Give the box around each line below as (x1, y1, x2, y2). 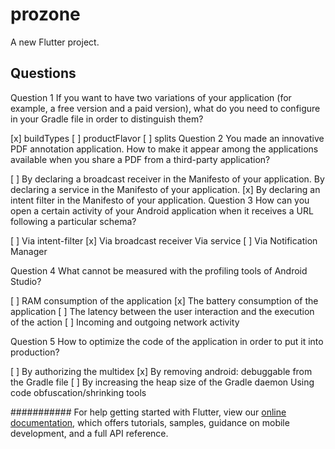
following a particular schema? (10, 215, 137, 227)
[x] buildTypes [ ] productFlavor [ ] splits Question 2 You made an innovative (10, 132, 325, 144)
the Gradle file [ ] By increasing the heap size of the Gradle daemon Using (10, 376, 315, 388)
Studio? (10, 275, 42, 287)
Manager (10, 245, 48, 257)
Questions (10, 65, 77, 82)
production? (10, 346, 60, 358)
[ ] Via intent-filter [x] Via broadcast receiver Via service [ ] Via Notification (10, 234, 318, 247)
